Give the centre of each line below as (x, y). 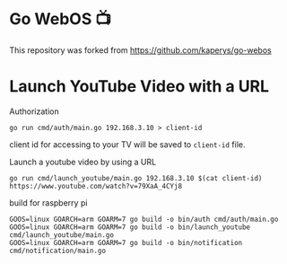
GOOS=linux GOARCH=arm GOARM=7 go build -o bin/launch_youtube (130, 227)
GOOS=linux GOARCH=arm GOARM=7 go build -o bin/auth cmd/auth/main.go (144, 219)
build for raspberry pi (48, 202)
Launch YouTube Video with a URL (139, 87)
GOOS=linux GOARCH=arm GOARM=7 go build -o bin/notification (126, 242)
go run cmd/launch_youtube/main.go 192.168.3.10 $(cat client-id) (136, 178)
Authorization (35, 111)
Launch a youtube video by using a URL (83, 162)
